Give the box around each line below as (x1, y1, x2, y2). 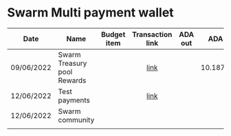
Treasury (58, 58, 87, 68)
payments (58, 95, 91, 104)
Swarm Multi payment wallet (7, 5, 174, 21)
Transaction (131, 30, 173, 39)
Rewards (58, 76, 87, 85)
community (58, 115, 95, 124)
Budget (100, 30, 126, 39)
